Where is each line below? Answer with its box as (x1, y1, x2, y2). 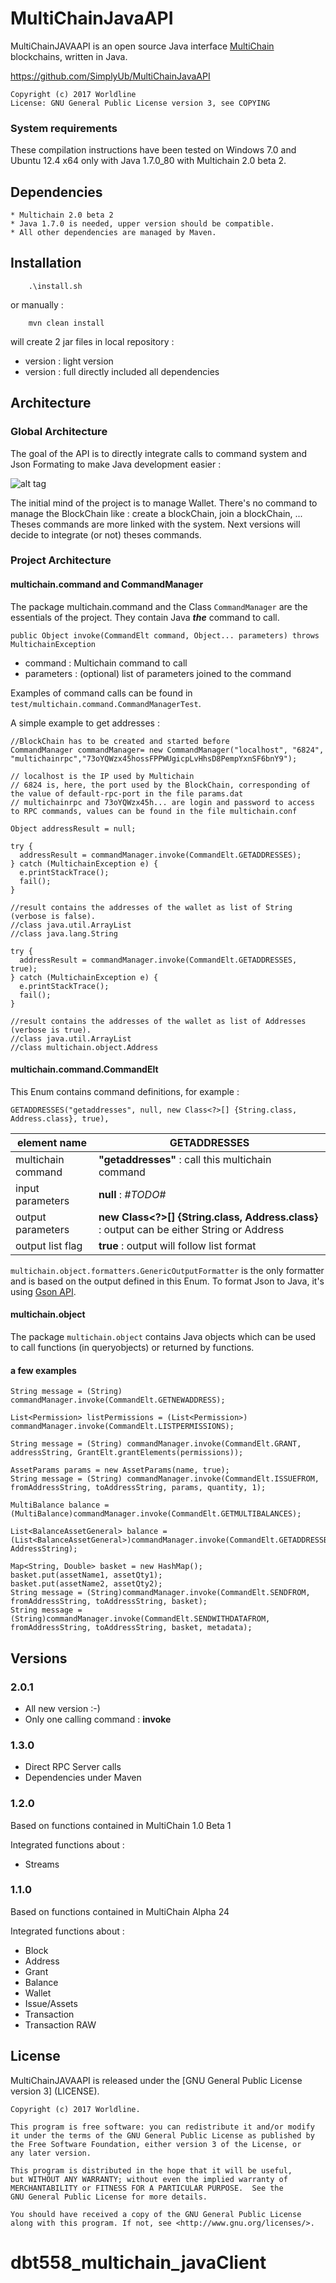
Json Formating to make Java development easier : (10, 458, 222, 470)
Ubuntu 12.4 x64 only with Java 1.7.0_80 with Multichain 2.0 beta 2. (10, 155, 287, 167)
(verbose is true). (10, 1025, 92, 1035)
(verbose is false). (10, 911, 97, 921)
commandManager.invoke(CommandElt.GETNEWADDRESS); (10, 1395, 226, 1406)
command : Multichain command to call (24, 657, 188, 669)
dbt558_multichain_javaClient (10, 2251, 267, 2274)
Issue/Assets (24, 1997, 78, 2009)
